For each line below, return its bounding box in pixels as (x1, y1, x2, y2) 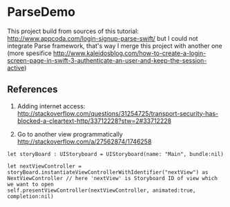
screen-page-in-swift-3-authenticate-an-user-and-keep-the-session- (7, 56, 207, 64)
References (7, 83, 58, 95)
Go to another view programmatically (17, 130, 123, 138)
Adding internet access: (17, 101, 86, 110)
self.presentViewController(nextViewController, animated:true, (7, 187, 196, 194)
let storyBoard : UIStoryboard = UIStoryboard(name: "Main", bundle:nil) (7, 150, 224, 157)
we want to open (7, 181, 54, 188)
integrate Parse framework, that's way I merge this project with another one (7, 41, 222, 50)
